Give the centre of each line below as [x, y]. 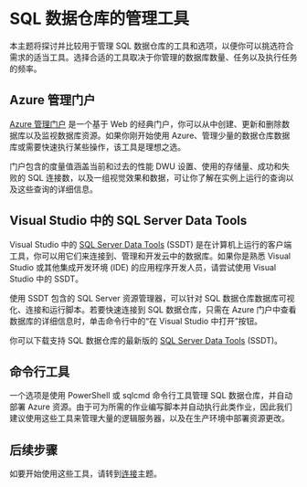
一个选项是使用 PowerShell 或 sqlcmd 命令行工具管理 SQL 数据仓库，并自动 [151, 396]
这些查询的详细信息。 [57, 189]
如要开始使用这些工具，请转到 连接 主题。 [85, 474]
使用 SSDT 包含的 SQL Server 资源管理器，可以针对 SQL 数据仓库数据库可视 [152, 298]
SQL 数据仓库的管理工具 [100, 19]
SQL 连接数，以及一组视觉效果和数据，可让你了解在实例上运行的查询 [156, 177]
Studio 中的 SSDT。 [47, 279]
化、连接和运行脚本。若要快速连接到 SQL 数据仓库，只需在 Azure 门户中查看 [153, 309]
